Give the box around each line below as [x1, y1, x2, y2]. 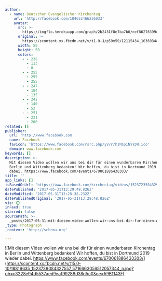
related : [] [5, 124, 29, 129]
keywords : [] [5, 151, 31, 156]
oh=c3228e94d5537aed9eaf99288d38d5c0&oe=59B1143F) [5, 270, 125, 276]
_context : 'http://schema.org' [5, 227, 68, 232]
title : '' [5, 174, 25, 178]
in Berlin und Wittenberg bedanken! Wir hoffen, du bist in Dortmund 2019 [5, 250, 150, 256]
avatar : [13, 20, 29, 26]
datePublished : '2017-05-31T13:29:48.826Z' [5, 187, 94, 192]
